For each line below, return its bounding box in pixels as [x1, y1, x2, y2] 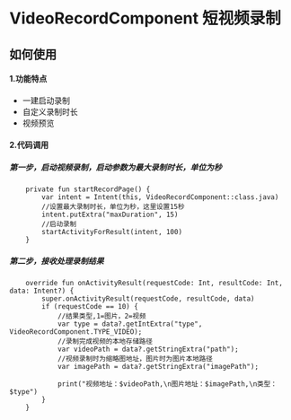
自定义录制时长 [22, 106, 78, 117]
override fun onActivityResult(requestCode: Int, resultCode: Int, [25, 279, 283, 288]
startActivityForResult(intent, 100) [41, 228, 182, 237]
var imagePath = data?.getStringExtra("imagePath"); [57, 363, 259, 372]
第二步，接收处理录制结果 [9, 255, 104, 266]
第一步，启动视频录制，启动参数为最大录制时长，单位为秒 [9, 162, 222, 172]
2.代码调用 [9, 140, 49, 151]
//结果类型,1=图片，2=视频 [57, 311, 146, 321]
